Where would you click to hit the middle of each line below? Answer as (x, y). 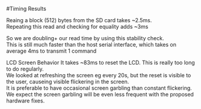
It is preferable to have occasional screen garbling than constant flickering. (99, 88)
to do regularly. (25, 69)
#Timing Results (26, 9)
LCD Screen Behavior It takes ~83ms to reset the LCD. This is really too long (101, 63)
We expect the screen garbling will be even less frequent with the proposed (100, 94)
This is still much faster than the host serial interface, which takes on (91, 45)
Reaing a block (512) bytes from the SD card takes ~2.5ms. (79, 20)
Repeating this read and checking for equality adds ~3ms (77, 27)
